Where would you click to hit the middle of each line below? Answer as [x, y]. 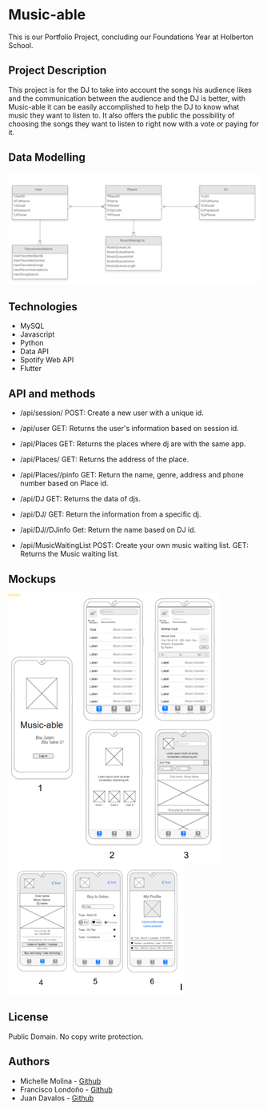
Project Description [58, 71]
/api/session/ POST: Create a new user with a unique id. [112, 413]
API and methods [52, 393]
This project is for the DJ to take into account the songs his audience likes [130, 90]
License [28, 1017]
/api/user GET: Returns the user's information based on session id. [130, 429]
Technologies [43, 307]
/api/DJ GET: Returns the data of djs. [80, 499]
